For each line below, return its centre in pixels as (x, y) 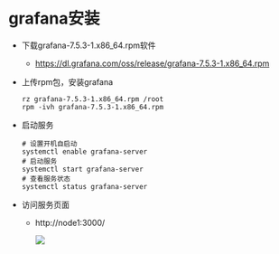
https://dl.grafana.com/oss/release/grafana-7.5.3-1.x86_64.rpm (152, 63)
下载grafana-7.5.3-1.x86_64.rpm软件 (88, 45)
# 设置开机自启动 (49, 144)
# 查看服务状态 (46, 179)
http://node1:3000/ (70, 222)
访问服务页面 (45, 204)
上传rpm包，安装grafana (67, 81)
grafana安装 (54, 19)
